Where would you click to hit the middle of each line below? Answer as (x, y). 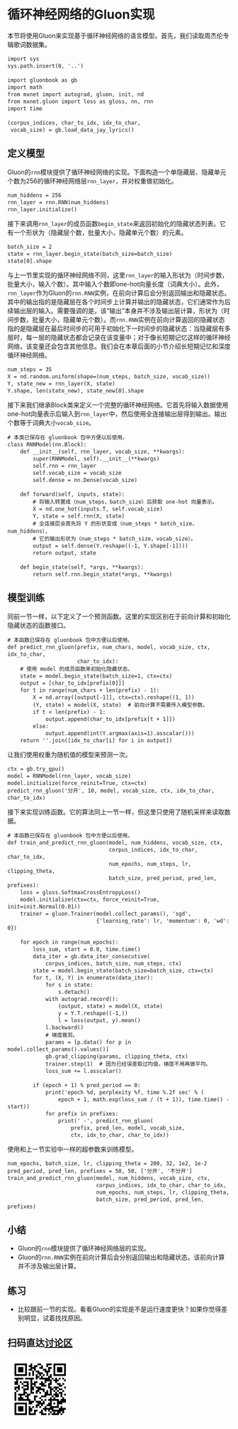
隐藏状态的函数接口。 (38, 625)
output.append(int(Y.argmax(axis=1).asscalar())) (120, 733)
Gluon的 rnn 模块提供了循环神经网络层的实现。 (84, 1248)
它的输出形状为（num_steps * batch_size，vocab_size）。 (117, 539)
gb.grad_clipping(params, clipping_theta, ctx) (117, 1056)
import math (25, 87)
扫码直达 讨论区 (40, 1343)
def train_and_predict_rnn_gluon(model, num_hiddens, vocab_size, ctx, (115, 842)
